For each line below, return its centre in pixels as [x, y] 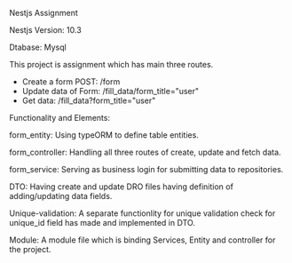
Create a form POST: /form [71, 82]
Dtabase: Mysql [38, 47]
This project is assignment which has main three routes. [111, 64]
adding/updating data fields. [61, 196]
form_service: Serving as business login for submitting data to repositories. [146, 169]
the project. [30, 249]
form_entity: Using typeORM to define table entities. [104, 135]
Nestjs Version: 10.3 [45, 30]
